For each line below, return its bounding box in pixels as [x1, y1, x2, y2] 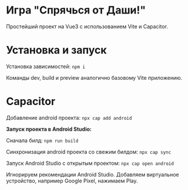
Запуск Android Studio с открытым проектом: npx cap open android [6, 160, 174, 167]
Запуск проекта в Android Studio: [6, 125, 92, 133]
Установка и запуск [6, 43, 107, 57]
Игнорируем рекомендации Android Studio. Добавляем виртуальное [6, 171, 179, 178]
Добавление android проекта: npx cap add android [6, 114, 132, 121]
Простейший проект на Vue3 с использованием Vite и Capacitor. [6, 23, 169, 30]
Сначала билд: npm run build [6, 137, 79, 144]
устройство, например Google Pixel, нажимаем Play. [6, 177, 138, 184]
